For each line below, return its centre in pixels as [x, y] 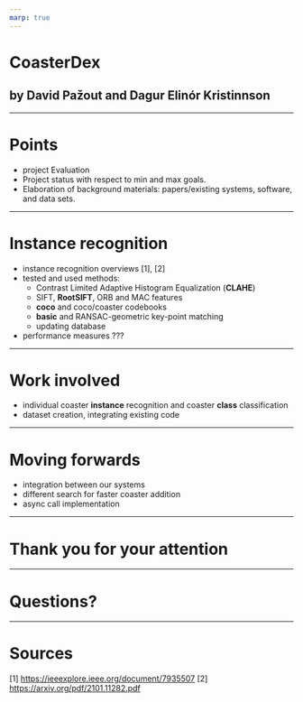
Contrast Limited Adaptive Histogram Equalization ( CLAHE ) [146, 287]
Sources [41, 654]
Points [34, 144]
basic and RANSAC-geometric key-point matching [129, 316]
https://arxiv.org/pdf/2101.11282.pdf [75, 688]
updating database [71, 326]
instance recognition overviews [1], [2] [94, 268]
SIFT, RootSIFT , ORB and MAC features [109, 297]
